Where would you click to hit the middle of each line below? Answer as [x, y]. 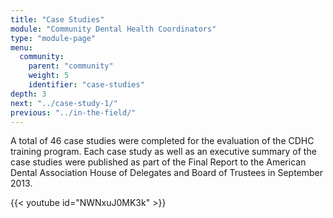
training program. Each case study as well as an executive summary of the [163, 152]
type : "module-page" [53, 38]
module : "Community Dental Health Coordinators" [113, 29]
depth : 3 [28, 94]
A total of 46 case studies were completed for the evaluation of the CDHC [162, 141]
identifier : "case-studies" [86, 85]
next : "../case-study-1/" [64, 103]
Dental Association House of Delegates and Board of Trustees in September [167, 173]
